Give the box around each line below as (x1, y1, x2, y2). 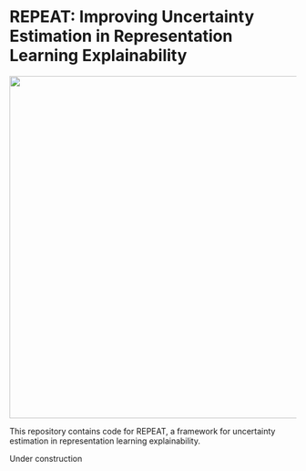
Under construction (9, 453, 83, 464)
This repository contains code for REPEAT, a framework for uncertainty (9, 425, 276, 436)
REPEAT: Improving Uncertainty (9, 6, 255, 27)
